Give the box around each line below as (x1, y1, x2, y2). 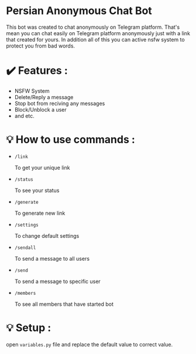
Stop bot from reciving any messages (14, 100, 105, 107)
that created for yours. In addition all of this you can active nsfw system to (6, 36, 185, 43)
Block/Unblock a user (14, 106, 67, 113)
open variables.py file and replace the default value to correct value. (6, 340, 173, 348)
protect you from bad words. (6, 42, 75, 49)
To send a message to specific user (14, 278, 101, 285)
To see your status (14, 187, 60, 194)
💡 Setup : (6, 321, 51, 334)
